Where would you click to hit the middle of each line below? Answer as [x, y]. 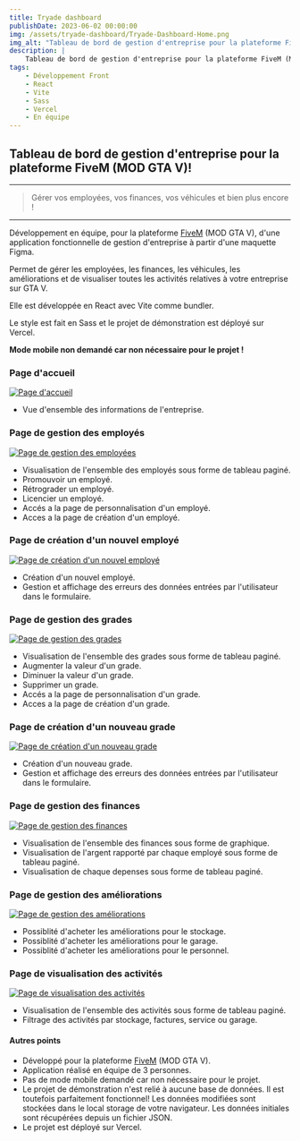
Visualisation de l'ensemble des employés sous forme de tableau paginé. [156, 470]
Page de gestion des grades [71, 619]
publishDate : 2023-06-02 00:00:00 [74, 26]
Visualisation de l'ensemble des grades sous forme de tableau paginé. [151, 656]
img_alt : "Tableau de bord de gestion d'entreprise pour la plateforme [145, 43]
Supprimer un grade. [60, 685]
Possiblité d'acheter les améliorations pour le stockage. [124, 932]
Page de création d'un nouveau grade [92, 728]
